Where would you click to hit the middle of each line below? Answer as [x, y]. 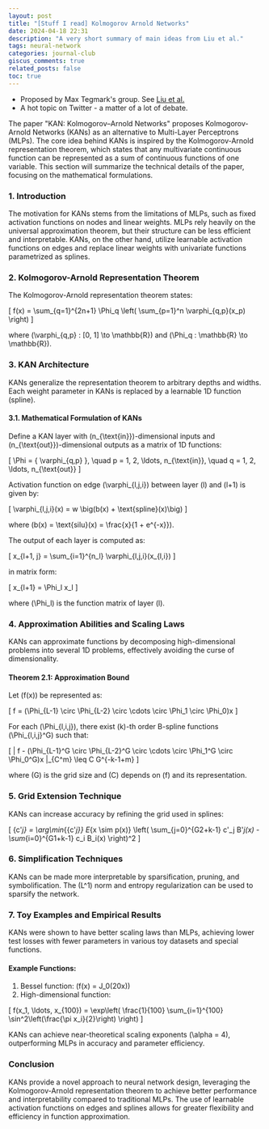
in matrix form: [33, 571]
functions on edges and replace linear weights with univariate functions [127, 248]
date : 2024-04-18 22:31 [48, 31]
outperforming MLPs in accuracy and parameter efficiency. [107, 1043]
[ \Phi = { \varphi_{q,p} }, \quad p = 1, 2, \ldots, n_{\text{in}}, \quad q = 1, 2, [132, 460]
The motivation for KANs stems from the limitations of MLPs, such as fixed [132, 213]
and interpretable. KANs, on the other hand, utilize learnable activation [125, 239]
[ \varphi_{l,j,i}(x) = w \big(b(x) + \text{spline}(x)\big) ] [98, 509]
